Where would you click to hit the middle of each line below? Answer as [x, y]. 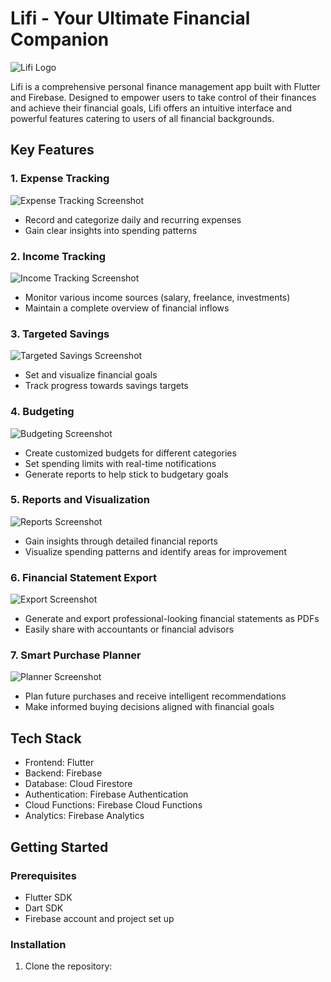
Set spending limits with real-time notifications [120, 463]
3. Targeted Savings [60, 334]
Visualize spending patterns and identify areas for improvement [155, 551]
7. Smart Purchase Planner [76, 655]
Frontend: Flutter [59, 763]
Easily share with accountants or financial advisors [129, 629]
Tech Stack [46, 738]
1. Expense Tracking [60, 179]
